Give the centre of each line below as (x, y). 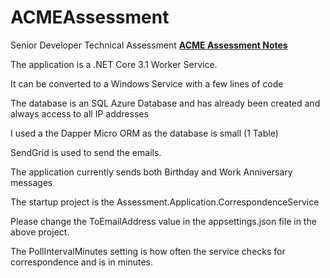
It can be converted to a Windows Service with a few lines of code (147, 83)
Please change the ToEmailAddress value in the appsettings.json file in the (163, 221)
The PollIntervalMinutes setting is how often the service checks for (148, 251)
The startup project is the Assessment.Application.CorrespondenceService (165, 202)
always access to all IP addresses (79, 113)
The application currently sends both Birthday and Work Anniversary (151, 172)
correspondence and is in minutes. (82, 262)
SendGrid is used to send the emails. (86, 152)
